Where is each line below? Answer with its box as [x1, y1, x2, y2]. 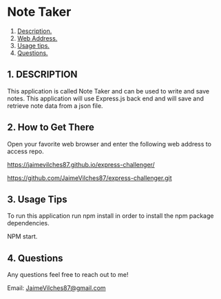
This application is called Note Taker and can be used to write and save [7, 87, 210, 95]
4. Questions [7, 252, 63, 264]
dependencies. [7, 219, 50, 228]
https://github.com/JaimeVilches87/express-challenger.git [7, 173, 172, 182]
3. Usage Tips [7, 193, 67, 205]
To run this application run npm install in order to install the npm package [7, 212, 214, 220]
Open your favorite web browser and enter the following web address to [7, 140, 212, 148]
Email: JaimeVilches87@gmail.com [7, 284, 106, 292]
